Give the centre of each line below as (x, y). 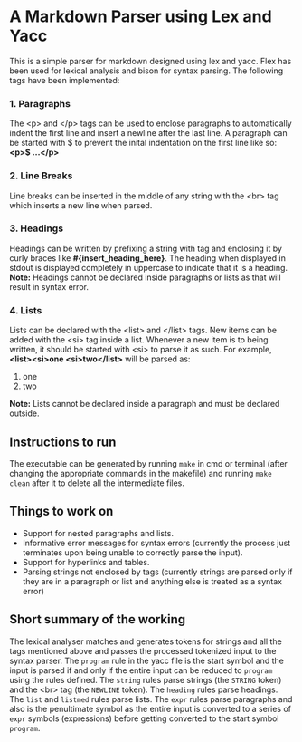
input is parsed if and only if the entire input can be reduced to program (141, 670)
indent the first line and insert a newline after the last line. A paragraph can (148, 133)
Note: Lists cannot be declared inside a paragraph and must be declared (145, 404)
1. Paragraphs (40, 103)
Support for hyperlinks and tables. (86, 562)
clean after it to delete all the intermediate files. (97, 483)
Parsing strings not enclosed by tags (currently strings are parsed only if (157, 572)
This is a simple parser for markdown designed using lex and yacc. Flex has (151, 61)
